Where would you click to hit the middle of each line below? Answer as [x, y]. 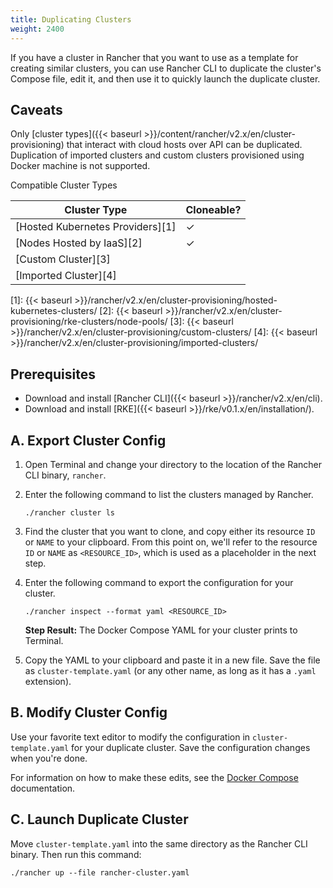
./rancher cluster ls [69, 512]
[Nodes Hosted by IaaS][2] [79, 243]
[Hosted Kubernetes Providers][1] [96, 227]
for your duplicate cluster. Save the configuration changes [191, 747]
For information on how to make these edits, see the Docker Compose [154, 777]
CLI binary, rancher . [65, 475]
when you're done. [49, 758]
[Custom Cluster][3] [63, 259]
